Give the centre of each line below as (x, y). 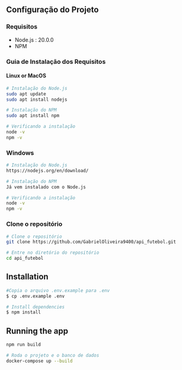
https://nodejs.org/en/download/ (47, 170)
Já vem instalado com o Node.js (46, 187)
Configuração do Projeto (52, 10)
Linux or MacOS (26, 76)
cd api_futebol (25, 259)
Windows (20, 153)
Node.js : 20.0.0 (34, 40)
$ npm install (24, 312)
